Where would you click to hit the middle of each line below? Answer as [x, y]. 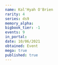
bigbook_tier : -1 [23, 28]
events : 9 [15, 32]
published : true [21, 55]
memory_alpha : [19, 23]
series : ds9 [17, 19]
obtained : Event [21, 46]
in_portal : [16, 37]
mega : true [16, 50]
